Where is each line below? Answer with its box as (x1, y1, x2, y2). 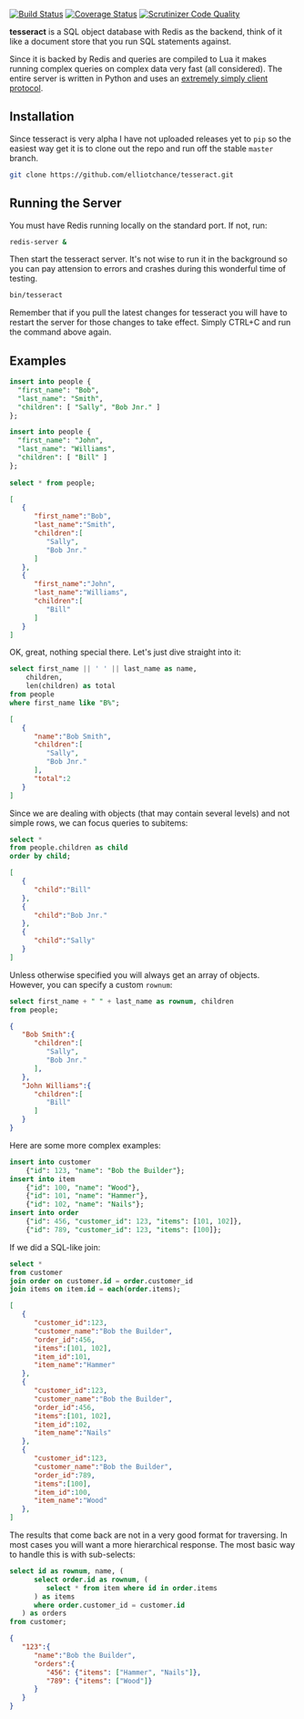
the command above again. (9, 326, 112, 337)
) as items (33, 1591, 76, 1601)
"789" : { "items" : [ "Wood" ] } (46, 1676, 153, 1685)
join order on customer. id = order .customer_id (9, 1276, 194, 1285)
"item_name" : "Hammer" (33, 1361, 117, 1370)
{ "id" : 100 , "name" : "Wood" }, (25, 1183, 141, 1192)
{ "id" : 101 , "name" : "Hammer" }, (25, 1191, 148, 1200)
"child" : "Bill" (33, 885, 92, 894)
